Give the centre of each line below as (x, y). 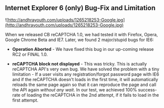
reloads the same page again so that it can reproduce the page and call (84, 85)
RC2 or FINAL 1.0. (30, 54)
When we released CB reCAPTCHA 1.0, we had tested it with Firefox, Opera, (82, 34)
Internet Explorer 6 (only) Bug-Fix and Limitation (80, 8)
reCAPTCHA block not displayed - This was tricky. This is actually (79, 64)
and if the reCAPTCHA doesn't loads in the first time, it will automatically (85, 79)
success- (147, 89)
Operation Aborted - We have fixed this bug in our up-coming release (83, 49)
